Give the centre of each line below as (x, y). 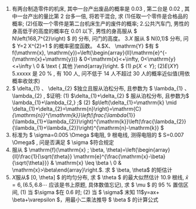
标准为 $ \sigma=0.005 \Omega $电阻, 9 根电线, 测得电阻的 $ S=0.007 (98, 135)
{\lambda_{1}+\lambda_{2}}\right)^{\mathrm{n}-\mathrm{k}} (85, 128)
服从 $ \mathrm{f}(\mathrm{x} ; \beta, (58, 150)
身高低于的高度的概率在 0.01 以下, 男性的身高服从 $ (74, 31)
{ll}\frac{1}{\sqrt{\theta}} (42, 156)
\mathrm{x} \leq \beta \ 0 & (88, 163)
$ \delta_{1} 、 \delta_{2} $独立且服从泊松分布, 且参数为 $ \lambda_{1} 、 (101, 88)
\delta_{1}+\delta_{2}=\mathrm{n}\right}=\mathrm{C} (77, 109)
